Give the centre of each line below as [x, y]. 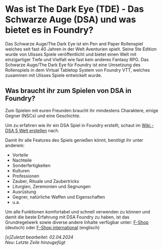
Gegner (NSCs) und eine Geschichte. [43, 116]
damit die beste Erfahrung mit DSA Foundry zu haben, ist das [67, 217]
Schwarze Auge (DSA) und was [71, 20]
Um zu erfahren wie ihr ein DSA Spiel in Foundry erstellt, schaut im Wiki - [80, 125]
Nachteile [22, 160]
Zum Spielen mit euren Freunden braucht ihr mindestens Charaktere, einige [82, 110]
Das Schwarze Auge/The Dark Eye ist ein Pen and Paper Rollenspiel [74, 43]
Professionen [26, 176]
